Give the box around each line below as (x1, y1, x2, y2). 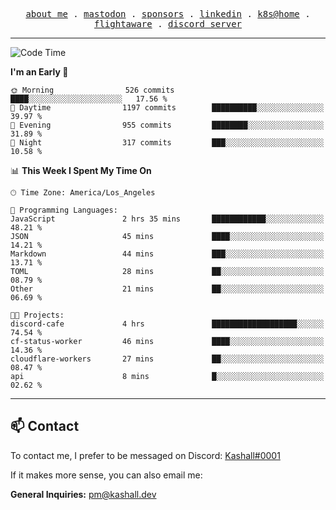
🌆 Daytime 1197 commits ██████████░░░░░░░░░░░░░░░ (10, 103, 325, 113)
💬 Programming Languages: (10, 205, 118, 215)
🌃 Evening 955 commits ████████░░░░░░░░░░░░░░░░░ (10, 120, 325, 130)
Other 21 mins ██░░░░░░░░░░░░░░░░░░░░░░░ (10, 284, 325, 294)
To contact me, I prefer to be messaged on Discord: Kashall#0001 (10, 449, 281, 461)
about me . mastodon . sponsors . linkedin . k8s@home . (25, 9, 311, 19)
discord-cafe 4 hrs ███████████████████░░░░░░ (10, 319, 325, 329)
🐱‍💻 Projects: (10, 310, 65, 320)
